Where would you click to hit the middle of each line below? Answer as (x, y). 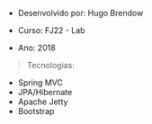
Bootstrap (36, 111)
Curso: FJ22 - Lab (51, 30)
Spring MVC (40, 83)
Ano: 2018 (36, 48)
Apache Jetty (43, 102)
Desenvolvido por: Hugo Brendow (80, 13)
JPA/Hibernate (45, 92)
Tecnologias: (50, 65)
